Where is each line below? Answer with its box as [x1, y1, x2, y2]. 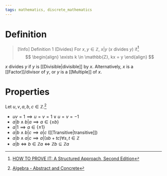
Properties [5, 87, 50, 97]
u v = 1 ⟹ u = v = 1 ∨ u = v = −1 [12, 113, 80, 119]
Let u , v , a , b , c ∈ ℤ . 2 [5, 103, 47, 109]
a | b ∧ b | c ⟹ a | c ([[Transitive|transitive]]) [12, 129, 98, 135]
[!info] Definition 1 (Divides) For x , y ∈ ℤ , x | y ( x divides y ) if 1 [17, 45, 139, 52]
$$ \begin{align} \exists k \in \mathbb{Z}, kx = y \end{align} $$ [25, 54, 155, 60]
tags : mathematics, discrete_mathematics [5, 7, 92, 12]
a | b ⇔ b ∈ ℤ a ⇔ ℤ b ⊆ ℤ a [12, 141, 70, 147]
